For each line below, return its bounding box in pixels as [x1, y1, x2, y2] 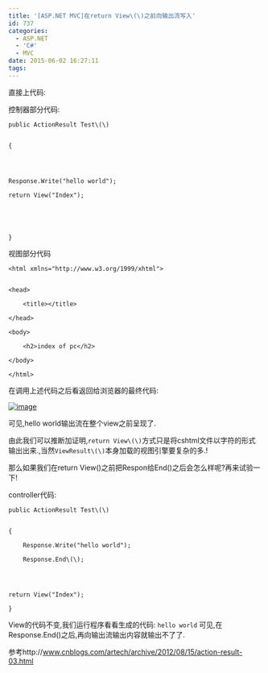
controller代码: [8, 489, 56, 500]
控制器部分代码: [8, 104, 60, 114]
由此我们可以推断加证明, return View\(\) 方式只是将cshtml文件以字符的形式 [8, 435, 256, 445]
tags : [8, 64, 27, 73]
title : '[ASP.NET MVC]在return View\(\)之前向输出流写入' [8, 11, 196, 20]
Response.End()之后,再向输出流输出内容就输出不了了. [8, 629, 185, 639]
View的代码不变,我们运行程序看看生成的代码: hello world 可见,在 [8, 620, 223, 629]
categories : [8, 27, 48, 35]
